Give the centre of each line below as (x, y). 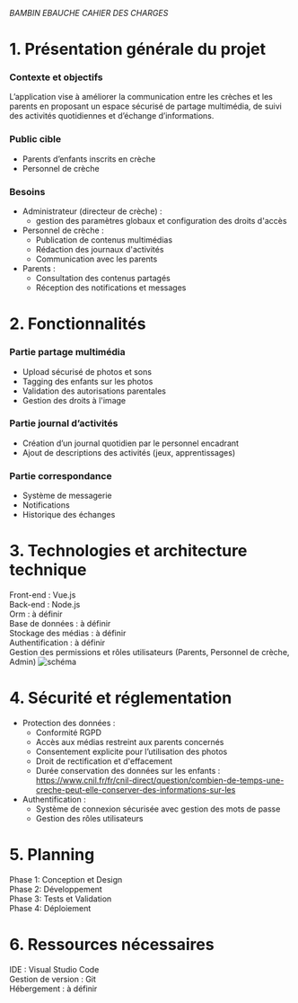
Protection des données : (69, 723)
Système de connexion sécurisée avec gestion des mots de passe (158, 809)
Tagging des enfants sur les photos (88, 381)
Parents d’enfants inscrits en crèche (89, 159)
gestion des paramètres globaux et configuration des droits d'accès (161, 221)
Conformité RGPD (68, 732)
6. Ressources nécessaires (112, 945)
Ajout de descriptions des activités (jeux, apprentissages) (129, 452)
